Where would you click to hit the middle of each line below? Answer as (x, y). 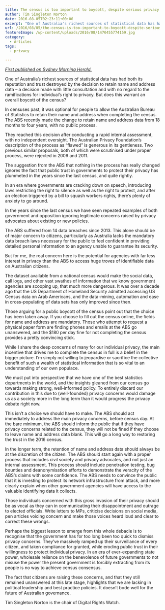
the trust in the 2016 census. (34, 440)
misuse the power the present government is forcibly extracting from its (78, 562)
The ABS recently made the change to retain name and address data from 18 (82, 120)
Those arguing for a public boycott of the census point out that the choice (80, 311)
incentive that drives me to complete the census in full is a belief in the (77, 352)
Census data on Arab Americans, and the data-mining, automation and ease (82, 297)
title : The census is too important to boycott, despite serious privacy (82, 10)
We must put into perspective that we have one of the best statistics (74, 377)
